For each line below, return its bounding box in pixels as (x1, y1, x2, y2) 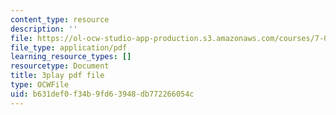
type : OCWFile (10, 80, 70, 90)
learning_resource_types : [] (10, 52, 132, 62)
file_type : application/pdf (10, 42, 128, 53)
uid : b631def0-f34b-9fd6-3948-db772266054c (10, 89, 195, 99)
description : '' (10, 24, 78, 34)
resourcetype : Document (10, 61, 110, 71)
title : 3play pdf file (10, 71, 105, 81)
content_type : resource (10, 14, 110, 25)
